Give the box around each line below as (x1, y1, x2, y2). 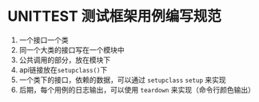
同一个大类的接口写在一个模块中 (18, 45, 125, 54)
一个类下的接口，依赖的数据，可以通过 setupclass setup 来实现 (18, 75, 226, 84)
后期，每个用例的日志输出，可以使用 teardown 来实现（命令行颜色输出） (18, 84, 255, 94)
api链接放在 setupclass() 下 (18, 65, 108, 74)
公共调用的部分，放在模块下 (18, 55, 111, 65)
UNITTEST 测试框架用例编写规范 (7, 7, 221, 25)
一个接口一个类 (18, 35, 69, 45)
